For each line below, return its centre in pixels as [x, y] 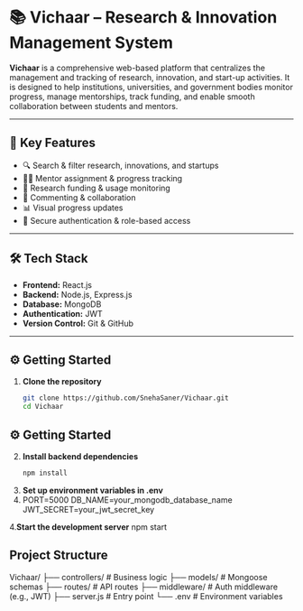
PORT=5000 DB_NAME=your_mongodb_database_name [127, 500]
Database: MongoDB [62, 304]
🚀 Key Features [53, 143]
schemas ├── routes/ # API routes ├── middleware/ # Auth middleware [143, 587]
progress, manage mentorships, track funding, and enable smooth [132, 97]
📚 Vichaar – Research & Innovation [143, 18]
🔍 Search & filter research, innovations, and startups [120, 165]
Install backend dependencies [80, 456]
